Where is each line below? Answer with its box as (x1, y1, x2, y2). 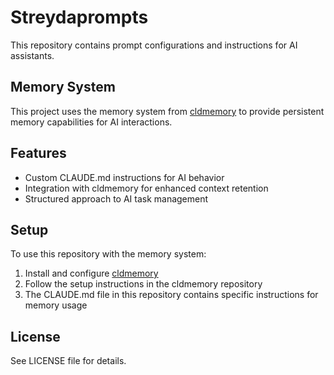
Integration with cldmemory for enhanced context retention (24, 182, 269, 194)
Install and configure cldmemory (24, 267, 159, 280)
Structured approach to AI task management (24, 192, 209, 205)
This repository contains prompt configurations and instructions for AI (10, 39, 298, 51)
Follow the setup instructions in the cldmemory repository (24, 278, 263, 290)
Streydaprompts (10, 6, 149, 29)
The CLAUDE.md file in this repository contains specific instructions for (24, 289, 319, 301)
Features (10, 145, 67, 162)
